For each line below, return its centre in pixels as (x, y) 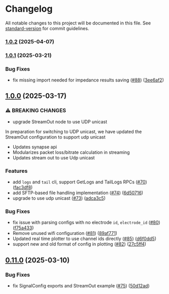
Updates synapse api (35, 147)
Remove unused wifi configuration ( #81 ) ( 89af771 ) (65, 233)
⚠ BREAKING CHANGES (36, 111)
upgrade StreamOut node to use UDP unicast (60, 122)
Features (16, 171)
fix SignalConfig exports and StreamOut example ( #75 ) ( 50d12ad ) (81, 286)
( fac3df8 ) (23, 188)
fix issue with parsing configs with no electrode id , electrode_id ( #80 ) (87, 223)
